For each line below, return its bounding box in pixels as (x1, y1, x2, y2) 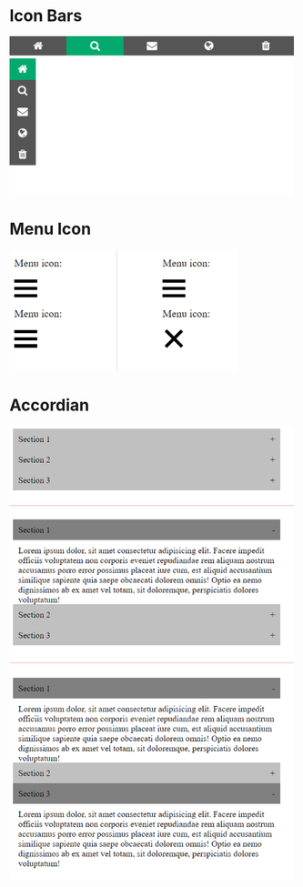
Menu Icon (9, 218, 92, 239)
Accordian (9, 395, 90, 416)
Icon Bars (9, 5, 83, 26)
